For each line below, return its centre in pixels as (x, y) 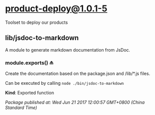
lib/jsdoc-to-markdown (42, 38)
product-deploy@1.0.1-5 (56, 9)
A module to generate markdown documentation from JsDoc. (68, 50)
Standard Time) (21, 108)
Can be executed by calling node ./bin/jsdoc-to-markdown (65, 83)
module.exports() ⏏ (29, 62)
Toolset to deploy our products (37, 22)
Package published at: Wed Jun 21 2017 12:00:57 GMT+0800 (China (75, 103)
